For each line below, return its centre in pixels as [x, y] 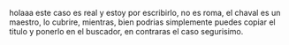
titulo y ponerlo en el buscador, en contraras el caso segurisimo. [126, 31]
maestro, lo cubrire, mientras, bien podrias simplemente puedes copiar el [142, 22]
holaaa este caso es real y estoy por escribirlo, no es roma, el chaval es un [145, 13]
